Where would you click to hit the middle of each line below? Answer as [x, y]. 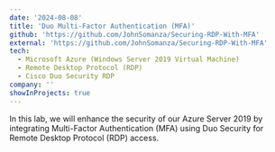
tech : [19, 51]
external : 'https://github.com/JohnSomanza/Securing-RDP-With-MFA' [139, 43]
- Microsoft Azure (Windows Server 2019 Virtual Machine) [129, 59]
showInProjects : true [50, 93]
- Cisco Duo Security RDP [66, 76]
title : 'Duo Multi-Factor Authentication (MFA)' [102, 26]
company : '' [32, 85]
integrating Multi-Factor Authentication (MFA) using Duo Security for [137, 128]
